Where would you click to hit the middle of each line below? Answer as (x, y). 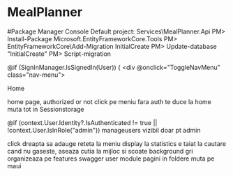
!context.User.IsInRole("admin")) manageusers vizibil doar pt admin (104, 130)
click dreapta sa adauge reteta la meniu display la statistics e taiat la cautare (117, 143)
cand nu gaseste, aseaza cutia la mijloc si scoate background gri (100, 151)
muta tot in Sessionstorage (46, 109)
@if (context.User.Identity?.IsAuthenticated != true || (82, 122)
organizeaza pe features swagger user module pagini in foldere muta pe (111, 159)
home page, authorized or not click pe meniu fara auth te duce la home (109, 101)
